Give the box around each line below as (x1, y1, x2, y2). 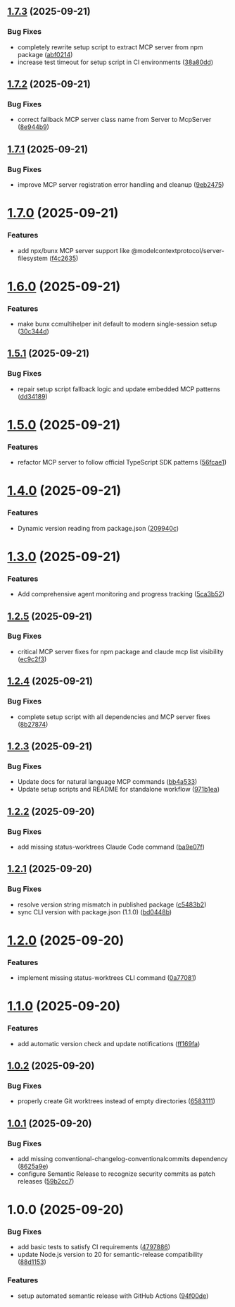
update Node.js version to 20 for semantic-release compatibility (17, 1251, 203, 1259)
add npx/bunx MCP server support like (17, 246, 130, 254)
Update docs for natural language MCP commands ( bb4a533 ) (17, 778, 198, 786)
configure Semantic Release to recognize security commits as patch (17, 1170, 216, 1178)
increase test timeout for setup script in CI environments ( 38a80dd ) (17, 58, 214, 66)
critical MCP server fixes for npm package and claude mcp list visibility (17, 647, 224, 656)
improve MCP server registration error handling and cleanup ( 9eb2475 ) (17, 180, 224, 189)
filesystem (17, 254, 48, 262)
